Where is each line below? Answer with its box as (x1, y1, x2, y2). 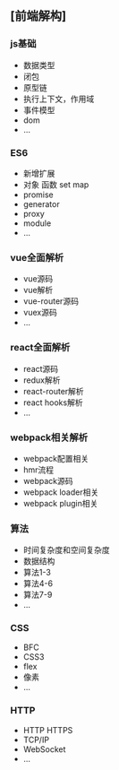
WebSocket (22, 743, 66, 755)
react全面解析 (10, 342, 71, 354)
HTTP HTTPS (22, 724, 73, 735)
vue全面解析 (10, 251, 64, 264)
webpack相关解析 (10, 431, 89, 444)
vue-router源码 (22, 296, 80, 307)
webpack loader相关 (22, 487, 99, 497)
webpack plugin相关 (22, 497, 98, 508)
